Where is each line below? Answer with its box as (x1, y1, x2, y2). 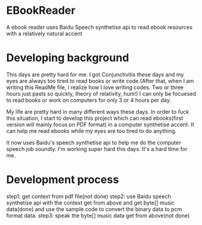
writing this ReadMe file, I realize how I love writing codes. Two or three (6, 84, 184, 91)
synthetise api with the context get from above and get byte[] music (6, 199, 175, 206)
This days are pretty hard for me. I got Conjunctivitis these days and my (6, 70, 184, 78)
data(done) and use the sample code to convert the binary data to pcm (6, 205, 183, 212)
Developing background (6, 51, 130, 65)
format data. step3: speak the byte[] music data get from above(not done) (6, 212, 190, 219)
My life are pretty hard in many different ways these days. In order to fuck (6, 108, 189, 115)
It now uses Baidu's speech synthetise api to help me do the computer (6, 139, 181, 146)
